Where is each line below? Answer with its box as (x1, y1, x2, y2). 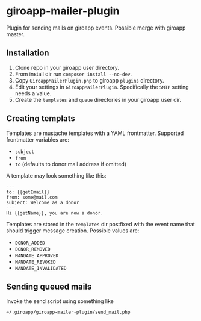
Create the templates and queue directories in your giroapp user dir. (14, 96, 182, 103)
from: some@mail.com (6, 194, 58, 200)
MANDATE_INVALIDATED (14, 265, 67, 272)
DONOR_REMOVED (14, 246, 51, 252)
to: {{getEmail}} (6, 189, 50, 195)
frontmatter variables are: (6, 136, 69, 143)
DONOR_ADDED (14, 240, 45, 246)
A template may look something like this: (6, 172, 107, 179)
